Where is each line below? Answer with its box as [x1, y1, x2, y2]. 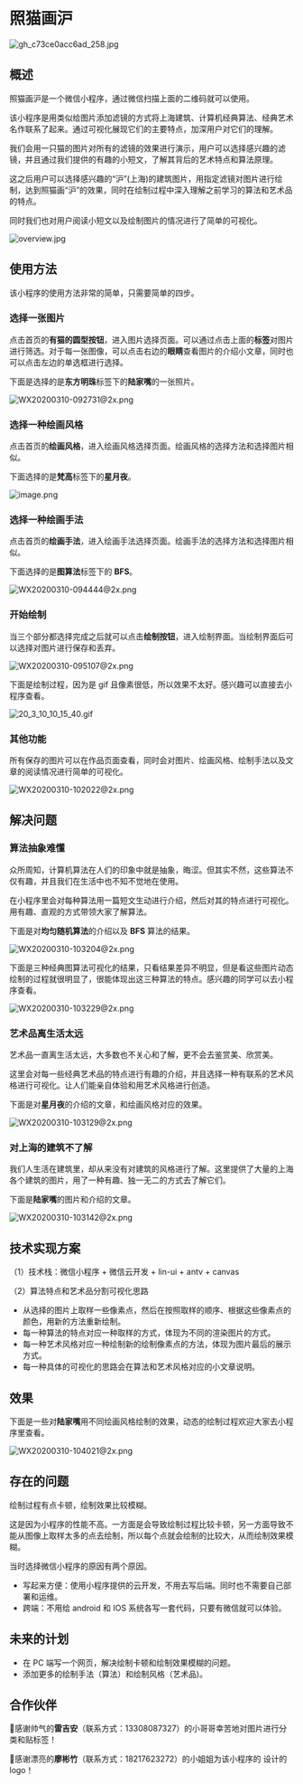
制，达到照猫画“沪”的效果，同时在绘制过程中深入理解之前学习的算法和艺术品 [9, 184, 293, 195]
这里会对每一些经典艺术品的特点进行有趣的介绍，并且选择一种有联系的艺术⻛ [9, 1069, 294, 1080]
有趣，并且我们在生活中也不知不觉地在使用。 [16, 875, 183, 886]
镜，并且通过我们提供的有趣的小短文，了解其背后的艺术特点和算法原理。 [9, 154, 278, 165]
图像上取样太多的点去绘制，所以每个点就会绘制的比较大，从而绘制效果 [24, 1530, 286, 1541]
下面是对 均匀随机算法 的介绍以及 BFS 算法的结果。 [9, 925, 196, 936]
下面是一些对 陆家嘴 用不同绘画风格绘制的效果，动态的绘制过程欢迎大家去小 [9, 1416, 286, 1427]
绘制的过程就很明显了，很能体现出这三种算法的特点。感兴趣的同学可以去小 [9, 973, 286, 984]
